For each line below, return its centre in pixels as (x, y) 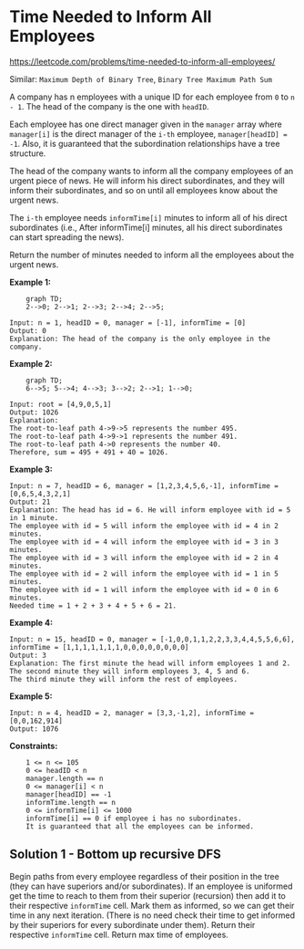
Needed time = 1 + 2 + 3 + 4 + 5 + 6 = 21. (93, 605)
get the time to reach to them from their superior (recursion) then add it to (148, 895)
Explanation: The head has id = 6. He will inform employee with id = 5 (150, 510)
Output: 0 (28, 330)
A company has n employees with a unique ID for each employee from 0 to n (152, 97)
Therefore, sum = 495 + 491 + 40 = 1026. (89, 452)
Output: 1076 (34, 729)
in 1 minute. (34, 517)
